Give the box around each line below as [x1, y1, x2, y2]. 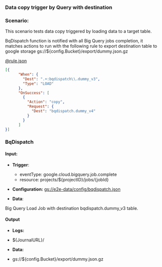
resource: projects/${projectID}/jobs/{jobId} [19, 176, 109, 182]
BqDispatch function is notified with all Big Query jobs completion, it [5, 38, 143, 44]
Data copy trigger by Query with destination [5, 4, 112, 11]
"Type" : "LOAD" [23, 81, 54, 86]
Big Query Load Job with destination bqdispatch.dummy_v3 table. [5, 205, 138, 211]
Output [5, 216, 20, 223]
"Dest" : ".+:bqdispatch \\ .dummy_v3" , [23, 76, 100, 81]
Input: [5, 151, 18, 157]
